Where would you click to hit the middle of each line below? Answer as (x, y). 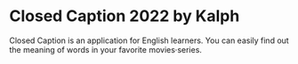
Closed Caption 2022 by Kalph (125, 16)
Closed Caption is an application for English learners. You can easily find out (149, 40)
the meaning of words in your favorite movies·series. (106, 49)
